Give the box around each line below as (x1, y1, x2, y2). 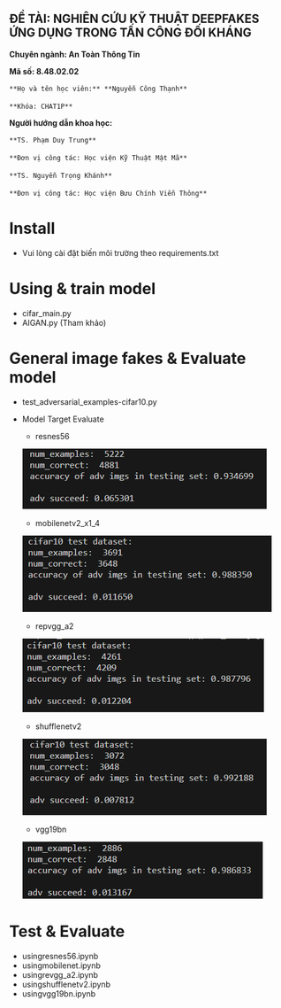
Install (9, 219, 56, 238)
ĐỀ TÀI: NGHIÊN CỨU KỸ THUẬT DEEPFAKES (9, 12, 260, 27)
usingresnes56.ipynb (21, 950, 99, 961)
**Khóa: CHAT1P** (9, 102, 73, 111)
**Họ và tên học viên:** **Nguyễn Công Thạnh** (9, 84, 188, 93)
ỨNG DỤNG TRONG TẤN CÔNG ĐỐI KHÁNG (9, 26, 252, 41)
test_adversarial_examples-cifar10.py (21, 396, 157, 407)
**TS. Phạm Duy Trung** (9, 136, 97, 144)
